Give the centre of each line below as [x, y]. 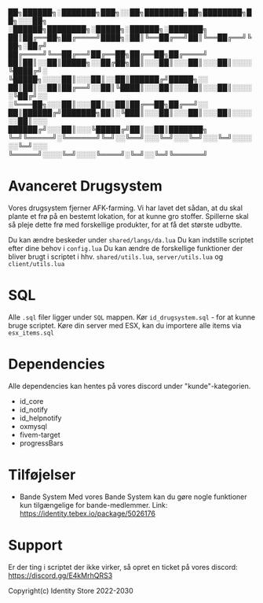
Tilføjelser [42, 475]
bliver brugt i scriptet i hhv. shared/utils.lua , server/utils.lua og [116, 257]
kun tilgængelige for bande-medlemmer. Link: [93, 505]
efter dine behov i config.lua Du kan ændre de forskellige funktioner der [126, 248]
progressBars [42, 443]
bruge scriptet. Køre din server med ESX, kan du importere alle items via [125, 325]
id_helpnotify [40, 418]
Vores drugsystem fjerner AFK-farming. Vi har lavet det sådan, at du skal [126, 208]
